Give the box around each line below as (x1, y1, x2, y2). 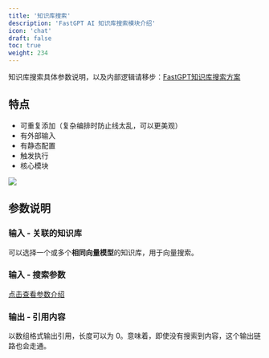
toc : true (8, 42, 42, 50)
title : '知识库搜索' (8, 11, 71, 20)
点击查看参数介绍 (8, 289, 65, 299)
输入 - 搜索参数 (8, 270, 66, 281)
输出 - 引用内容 (8, 311, 66, 322)
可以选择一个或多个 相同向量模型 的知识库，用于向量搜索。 (8, 247, 198, 257)
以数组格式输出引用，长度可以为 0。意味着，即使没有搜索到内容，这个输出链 (8, 331, 261, 341)
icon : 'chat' (8, 26, 52, 35)
